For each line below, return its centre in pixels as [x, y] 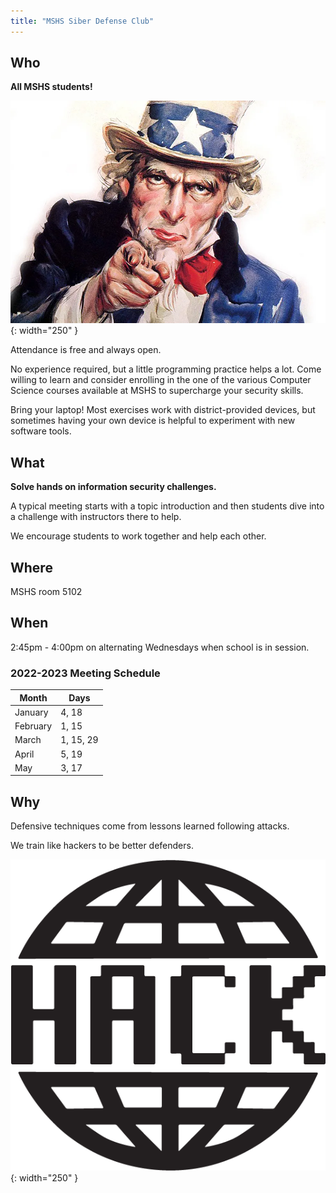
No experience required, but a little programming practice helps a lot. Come [166, 369]
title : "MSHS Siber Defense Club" [82, 21]
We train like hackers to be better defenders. [102, 846]
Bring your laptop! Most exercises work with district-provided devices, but [163, 410]
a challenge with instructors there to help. [96, 517]
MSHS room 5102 [46, 591]
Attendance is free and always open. [86, 350]
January [31, 712]
